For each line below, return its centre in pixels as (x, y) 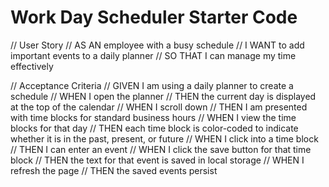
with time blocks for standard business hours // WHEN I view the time (153, 117)
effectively (32, 66)
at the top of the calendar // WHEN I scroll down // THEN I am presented (159, 107)
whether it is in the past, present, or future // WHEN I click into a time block (164, 138)
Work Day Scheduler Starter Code (154, 17)
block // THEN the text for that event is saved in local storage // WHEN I (157, 160)
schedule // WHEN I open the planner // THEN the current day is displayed (163, 96)
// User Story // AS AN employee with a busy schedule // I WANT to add (157, 45)
